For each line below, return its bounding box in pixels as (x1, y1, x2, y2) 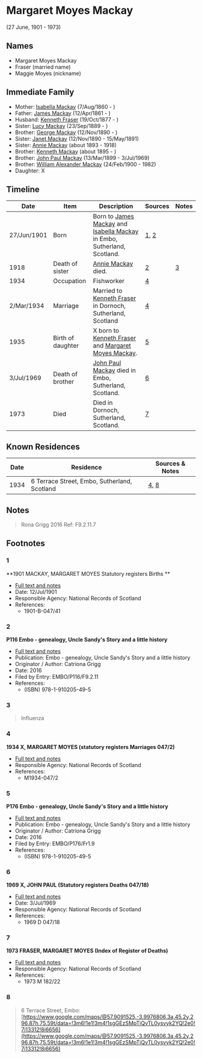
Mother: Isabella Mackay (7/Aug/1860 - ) (14, 103, 115, 110)
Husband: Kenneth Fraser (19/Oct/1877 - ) (14, 115, 119, 123)
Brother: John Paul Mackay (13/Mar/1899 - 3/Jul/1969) (14, 154, 150, 161)
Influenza (20, 715, 44, 722)
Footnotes (6, 539, 45, 549)
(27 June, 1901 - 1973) (6, 23, 61, 31)
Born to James (93, 212, 134, 221)
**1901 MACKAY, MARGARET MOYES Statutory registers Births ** (6, 570, 170, 577)
